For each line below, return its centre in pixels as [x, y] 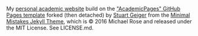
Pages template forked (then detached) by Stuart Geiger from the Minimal [98, 15]
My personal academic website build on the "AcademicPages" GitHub [93, 9]
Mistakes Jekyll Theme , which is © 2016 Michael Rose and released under [99, 21]
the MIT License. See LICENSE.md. [50, 28]
